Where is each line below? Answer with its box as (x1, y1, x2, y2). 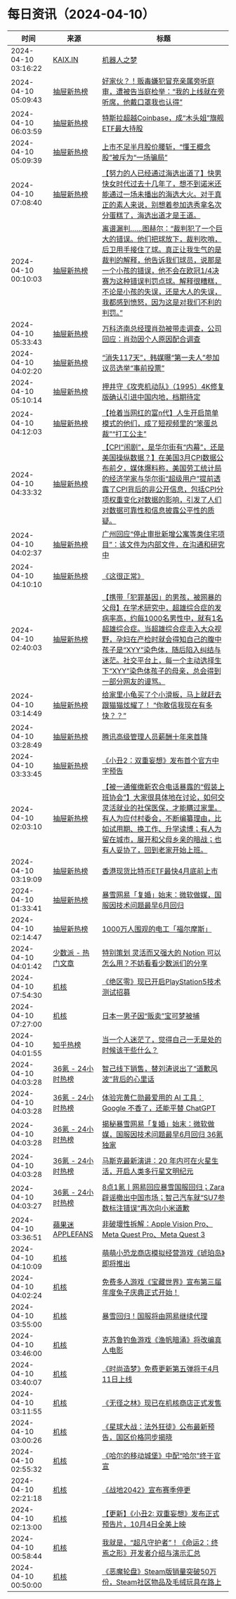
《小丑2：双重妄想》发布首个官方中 (101, 756, 220, 765)
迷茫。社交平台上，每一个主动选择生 (101, 655, 222, 665)
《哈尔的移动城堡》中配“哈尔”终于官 (101, 1451, 221, 1461)
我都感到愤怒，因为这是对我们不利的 (101, 297, 222, 307)
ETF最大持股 (101, 124, 144, 133)
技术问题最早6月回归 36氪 (136, 1129, 223, 1139)
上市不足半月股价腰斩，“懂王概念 (101, 142, 211, 152)
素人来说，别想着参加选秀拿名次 (115, 199, 222, 209)
